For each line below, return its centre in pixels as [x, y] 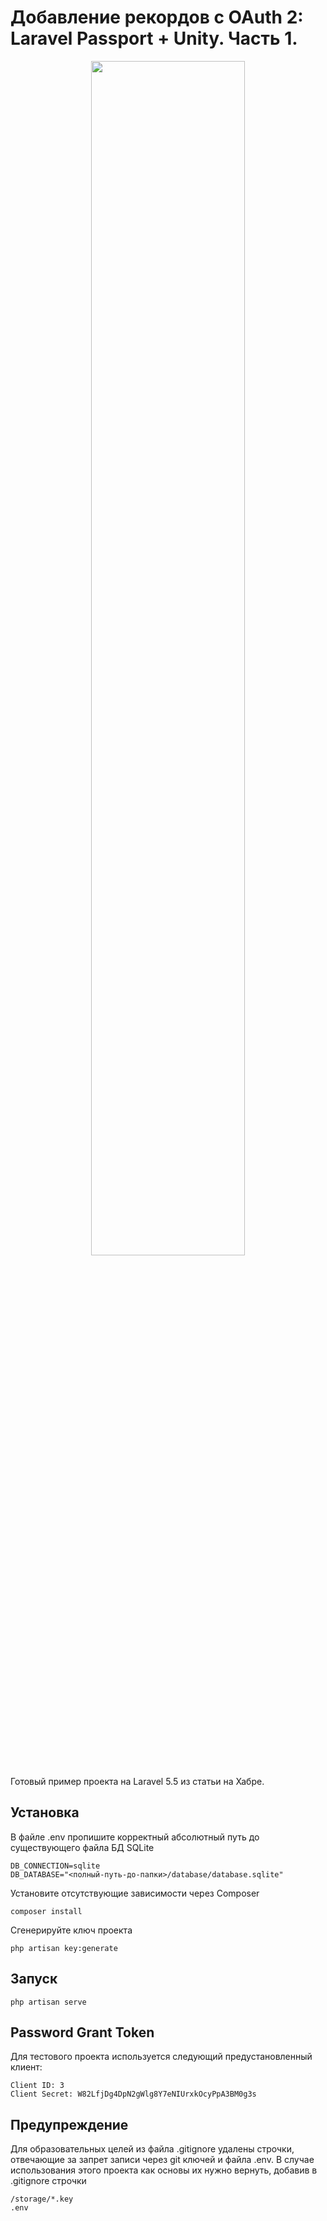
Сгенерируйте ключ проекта [71, 1930]
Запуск [34, 1979]
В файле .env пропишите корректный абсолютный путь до [135, 1837]
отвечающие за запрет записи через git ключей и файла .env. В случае [162, 2160]
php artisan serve [48, 2002]
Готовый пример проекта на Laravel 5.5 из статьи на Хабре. [137, 1781]
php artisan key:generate [64, 1948]
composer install [46, 1911]
